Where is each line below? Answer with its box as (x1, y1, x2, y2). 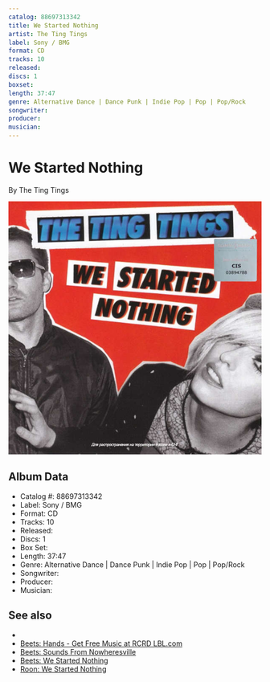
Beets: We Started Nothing (19, 655, 108, 665)
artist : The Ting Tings (8, 30, 88, 38)
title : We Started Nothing (8, 21, 99, 30)
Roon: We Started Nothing (19, 664, 107, 674)
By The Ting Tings (8, 185, 70, 194)
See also (8, 609, 52, 623)
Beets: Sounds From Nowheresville (19, 647, 137, 656)
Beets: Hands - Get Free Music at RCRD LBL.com (19, 639, 183, 648)
